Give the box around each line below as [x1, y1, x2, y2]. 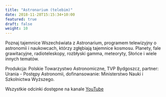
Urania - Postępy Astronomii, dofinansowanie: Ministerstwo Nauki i [5, 71, 143, 77]
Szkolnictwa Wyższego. [5, 76, 55, 82]
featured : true [5, 17, 37, 22]
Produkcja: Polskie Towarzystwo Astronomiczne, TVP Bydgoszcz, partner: [5, 66, 159, 72]
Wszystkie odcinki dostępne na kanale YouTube [5, 86, 104, 92]
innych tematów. [5, 56, 39, 62]
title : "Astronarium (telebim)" [5, 7, 73, 13]
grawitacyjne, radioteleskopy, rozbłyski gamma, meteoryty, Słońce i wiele [5, 51, 157, 57]
